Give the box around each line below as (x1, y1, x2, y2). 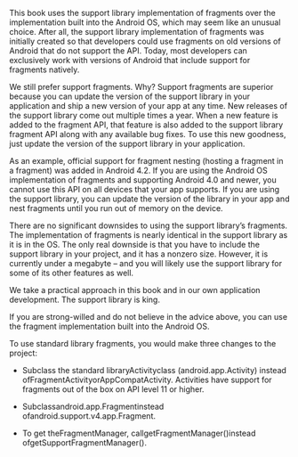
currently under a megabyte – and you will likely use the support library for (9, 258, 283, 268)
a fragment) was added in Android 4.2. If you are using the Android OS (9, 165, 269, 175)
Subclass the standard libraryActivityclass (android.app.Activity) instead (21, 365, 287, 375)
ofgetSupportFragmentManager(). (21, 437, 147, 448)
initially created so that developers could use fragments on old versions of (9, 36, 282, 46)
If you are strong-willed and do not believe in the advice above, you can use (9, 312, 287, 322)
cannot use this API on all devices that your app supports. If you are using (9, 184, 280, 194)
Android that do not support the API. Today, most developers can (9, 45, 247, 56)
